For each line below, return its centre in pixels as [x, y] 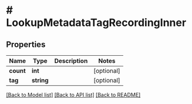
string [40, 80]
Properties [26, 44]
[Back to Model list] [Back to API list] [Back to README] [73, 95]
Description [71, 61]
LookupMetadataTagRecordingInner [96, 23]
